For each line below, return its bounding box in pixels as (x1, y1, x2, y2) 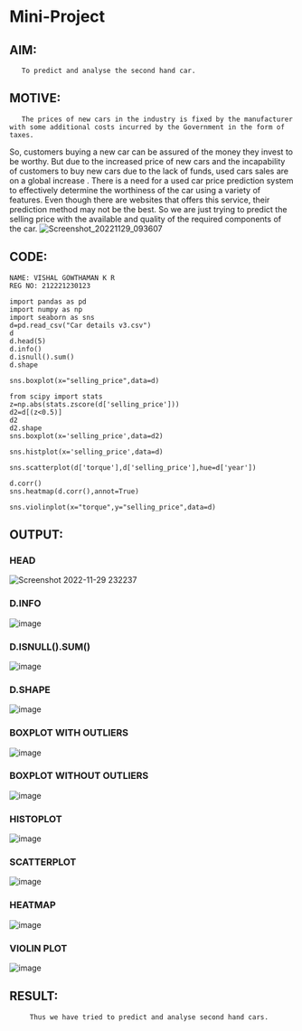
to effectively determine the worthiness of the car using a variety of (9, 184, 260, 195)
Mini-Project (9, 6, 106, 27)
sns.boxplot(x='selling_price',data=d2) (9, 431, 165, 440)
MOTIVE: (9, 90, 61, 106)
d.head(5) (9, 336, 47, 345)
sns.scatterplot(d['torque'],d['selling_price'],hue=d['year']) (9, 463, 257, 472)
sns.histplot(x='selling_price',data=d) (9, 447, 165, 456)
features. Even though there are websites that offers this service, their (9, 194, 270, 205)
